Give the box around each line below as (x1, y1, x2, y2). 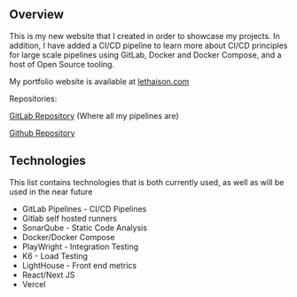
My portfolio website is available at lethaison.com (9, 75, 190, 87)
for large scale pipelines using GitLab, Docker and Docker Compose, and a (9, 49, 282, 60)
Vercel (21, 278, 46, 289)
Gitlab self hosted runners (21, 213, 118, 223)
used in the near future (9, 186, 93, 197)
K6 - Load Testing (21, 250, 89, 261)
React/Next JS (21, 270, 75, 280)
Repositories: (9, 93, 58, 104)
